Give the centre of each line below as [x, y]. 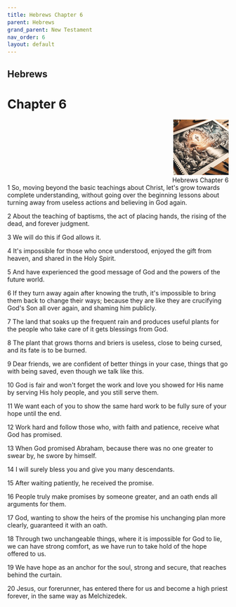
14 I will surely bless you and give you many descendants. [91, 469]
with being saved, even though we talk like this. [76, 371]
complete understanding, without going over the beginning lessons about [113, 195]
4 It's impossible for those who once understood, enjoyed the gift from [110, 251]
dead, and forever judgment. [48, 224]
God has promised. [35, 435]
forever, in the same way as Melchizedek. [67, 596]
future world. [26, 280]
